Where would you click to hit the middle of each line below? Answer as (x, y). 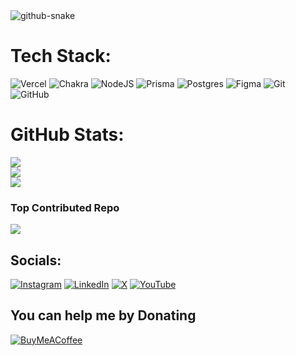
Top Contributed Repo (65, 207)
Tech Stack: (61, 56)
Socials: (36, 260)
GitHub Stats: (67, 135)
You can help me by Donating (103, 315)
